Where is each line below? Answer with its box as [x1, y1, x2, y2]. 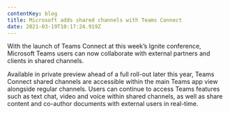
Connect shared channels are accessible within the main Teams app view [7, 78, 218, 86]
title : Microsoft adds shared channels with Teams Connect [7, 17, 183, 24]
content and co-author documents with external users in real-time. [7, 100, 199, 108]
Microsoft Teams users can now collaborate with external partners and [7, 49, 210, 58]
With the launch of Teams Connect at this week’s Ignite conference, [7, 42, 201, 51]
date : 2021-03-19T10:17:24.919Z [7, 23, 101, 30]
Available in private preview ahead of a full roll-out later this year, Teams [7, 70, 215, 78]
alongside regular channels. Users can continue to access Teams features [7, 85, 220, 94]
